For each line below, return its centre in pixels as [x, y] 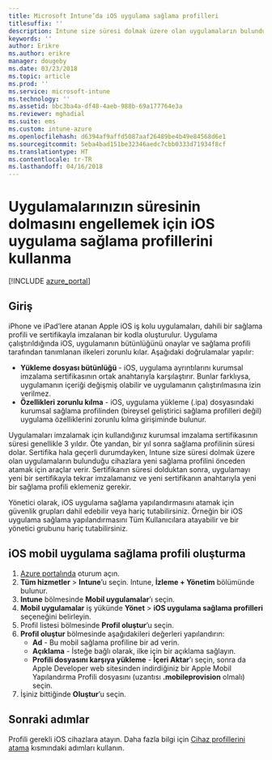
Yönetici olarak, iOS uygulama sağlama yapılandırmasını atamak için [121, 502]
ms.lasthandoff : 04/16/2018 [56, 167]
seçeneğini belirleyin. [55, 616]
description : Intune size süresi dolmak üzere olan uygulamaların [123, 31]
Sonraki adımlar [49, 720]
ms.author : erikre [39, 54]
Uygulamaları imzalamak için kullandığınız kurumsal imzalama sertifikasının [133, 435]
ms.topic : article [39, 76]
